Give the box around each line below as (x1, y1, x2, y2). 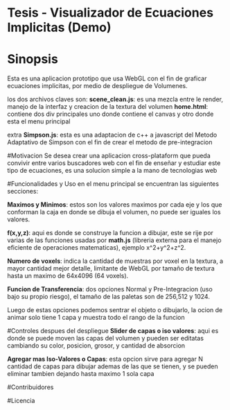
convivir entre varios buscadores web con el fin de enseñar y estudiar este (7, 159, 221, 167)
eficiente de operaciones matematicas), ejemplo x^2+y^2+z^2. (7, 244, 186, 252)
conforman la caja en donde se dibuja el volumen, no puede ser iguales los (7, 208, 221, 216)
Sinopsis (7, 51, 59, 67)
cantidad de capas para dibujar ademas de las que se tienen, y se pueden (7, 362, 218, 370)
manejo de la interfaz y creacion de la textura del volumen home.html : (7, 103, 209, 111)
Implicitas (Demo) (7, 19, 112, 35)
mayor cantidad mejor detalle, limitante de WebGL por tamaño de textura (7, 264, 215, 273)
